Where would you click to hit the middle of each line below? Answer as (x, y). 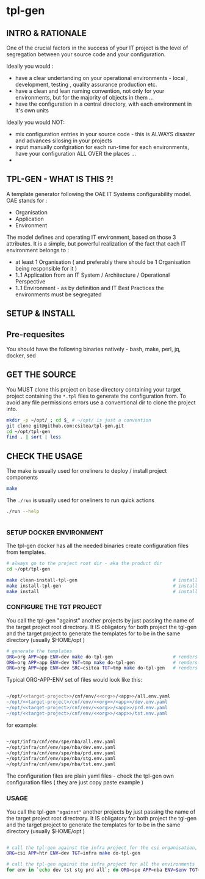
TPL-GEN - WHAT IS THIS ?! (60, 179)
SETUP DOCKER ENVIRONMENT (55, 532)
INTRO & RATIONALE (46, 33)
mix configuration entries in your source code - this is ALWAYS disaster (105, 134)
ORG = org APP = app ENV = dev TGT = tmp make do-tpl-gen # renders (102, 662)
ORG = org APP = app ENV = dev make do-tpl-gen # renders (102, 657)
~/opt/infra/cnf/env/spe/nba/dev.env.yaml (61, 747)
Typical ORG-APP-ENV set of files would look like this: (74, 680)
